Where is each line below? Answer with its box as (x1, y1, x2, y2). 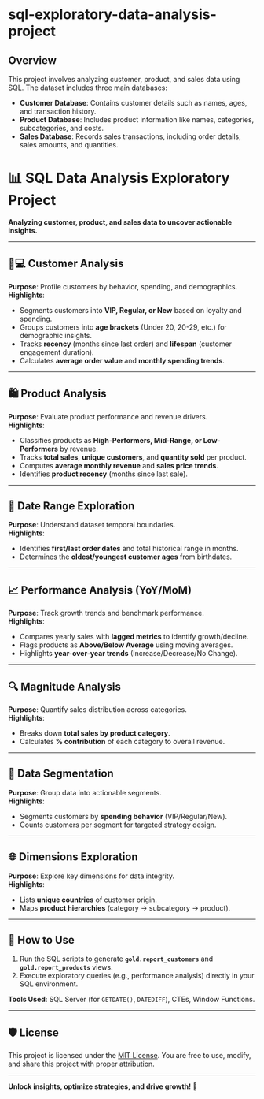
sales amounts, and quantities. (19, 140, 119, 149)
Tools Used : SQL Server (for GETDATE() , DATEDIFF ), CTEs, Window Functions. (8, 995, 255, 1004)
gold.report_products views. (19, 963, 113, 972)
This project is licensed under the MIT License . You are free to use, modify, (8, 1051, 251, 1060)
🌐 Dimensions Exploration (8, 850, 139, 864)
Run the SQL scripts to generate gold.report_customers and (19, 954, 214, 963)
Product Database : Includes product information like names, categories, (19, 115, 255, 124)
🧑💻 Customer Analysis (8, 257, 124, 270)
